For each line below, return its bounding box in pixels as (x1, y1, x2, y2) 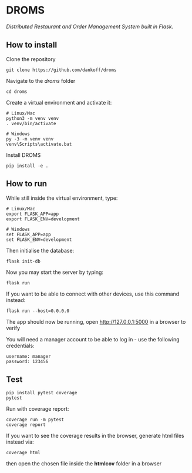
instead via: (6, 438, 34, 445)
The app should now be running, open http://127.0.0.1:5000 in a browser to (6, 318, 186, 325)
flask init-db (6, 258, 41, 264)
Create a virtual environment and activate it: (6, 99, 112, 106)
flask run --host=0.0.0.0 (6, 308, 69, 314)
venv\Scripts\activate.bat (6, 141, 72, 147)
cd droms (6, 89, 28, 95)
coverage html (6, 450, 41, 456)
